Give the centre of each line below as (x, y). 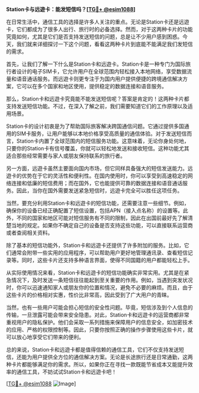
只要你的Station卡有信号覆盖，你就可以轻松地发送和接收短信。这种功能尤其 (98, 148)
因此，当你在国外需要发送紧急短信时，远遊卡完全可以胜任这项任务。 (99, 191)
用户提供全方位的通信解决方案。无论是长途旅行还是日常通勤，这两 (112, 357)
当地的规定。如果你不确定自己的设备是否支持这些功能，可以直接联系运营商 (102, 225)
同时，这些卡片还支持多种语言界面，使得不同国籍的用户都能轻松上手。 (107, 260)
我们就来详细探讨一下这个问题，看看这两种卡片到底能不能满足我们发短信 (105, 44)
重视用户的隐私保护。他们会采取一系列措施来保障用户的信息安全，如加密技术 (99, 322)
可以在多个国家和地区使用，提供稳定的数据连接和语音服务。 (94, 86)
